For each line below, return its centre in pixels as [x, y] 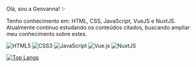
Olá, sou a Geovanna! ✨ [36, 9]
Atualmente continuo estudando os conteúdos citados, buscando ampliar [98, 27]
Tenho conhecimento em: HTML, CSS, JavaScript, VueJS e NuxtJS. [91, 21]
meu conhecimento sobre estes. [47, 34]
